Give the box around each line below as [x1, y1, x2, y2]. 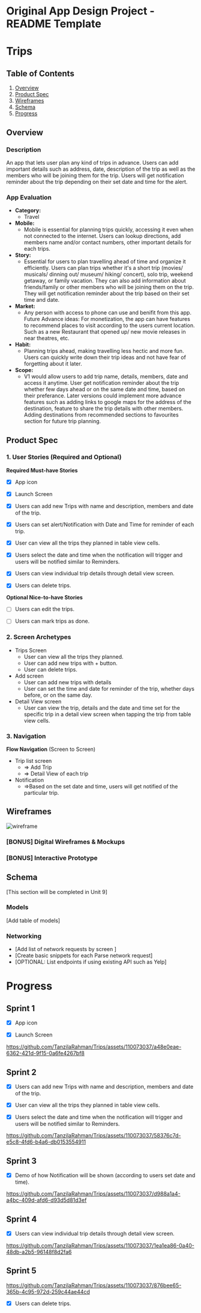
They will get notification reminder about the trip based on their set [23, 290, 190, 297]
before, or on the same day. [23, 691, 92, 699]
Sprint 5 [6, 1266, 37, 1276]
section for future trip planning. [23, 418, 101, 425]
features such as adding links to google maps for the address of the [23, 399, 192, 406]
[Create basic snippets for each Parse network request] [14, 952, 153, 959]
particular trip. [23, 789, 59, 797]
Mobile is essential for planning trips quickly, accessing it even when [23, 226, 194, 233]
